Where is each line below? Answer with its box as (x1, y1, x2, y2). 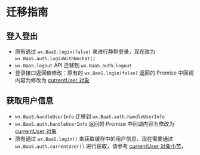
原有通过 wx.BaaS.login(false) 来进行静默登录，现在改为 (14, 48, 155, 55)
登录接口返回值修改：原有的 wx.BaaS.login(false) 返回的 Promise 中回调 (14, 69, 194, 76)
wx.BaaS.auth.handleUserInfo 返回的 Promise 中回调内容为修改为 (14, 120, 175, 127)
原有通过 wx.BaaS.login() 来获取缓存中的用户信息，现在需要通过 (14, 135, 174, 142)
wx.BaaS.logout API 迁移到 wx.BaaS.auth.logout (14, 62, 133, 69)
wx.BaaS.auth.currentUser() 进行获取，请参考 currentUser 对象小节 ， (14, 142, 187, 150)
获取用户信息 (6, 96, 54, 106)
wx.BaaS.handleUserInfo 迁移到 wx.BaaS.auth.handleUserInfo (14, 113, 165, 120)
